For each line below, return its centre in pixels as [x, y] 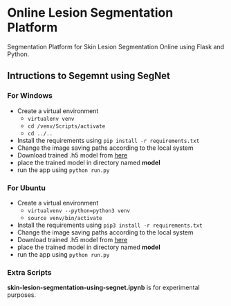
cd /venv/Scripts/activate [66, 126]
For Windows [30, 96]
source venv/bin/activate [65, 218]
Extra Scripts [29, 272]
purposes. [22, 295]
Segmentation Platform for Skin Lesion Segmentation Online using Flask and [116, 46]
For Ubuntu [27, 187]
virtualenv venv [51, 119]
